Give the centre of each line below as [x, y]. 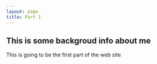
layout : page [22, 11]
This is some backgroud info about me [78, 41]
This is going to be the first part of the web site [64, 55]
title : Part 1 [24, 17]
